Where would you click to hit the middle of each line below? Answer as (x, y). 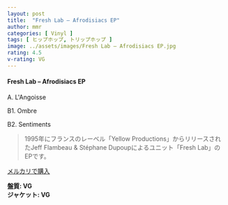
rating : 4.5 (24, 53)
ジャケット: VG (29, 195)
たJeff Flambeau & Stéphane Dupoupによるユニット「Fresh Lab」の (122, 147)
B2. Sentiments (29, 124)
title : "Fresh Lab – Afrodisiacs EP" (63, 20)
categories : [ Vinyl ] (40, 33)
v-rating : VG (26, 59)
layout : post (26, 14)
